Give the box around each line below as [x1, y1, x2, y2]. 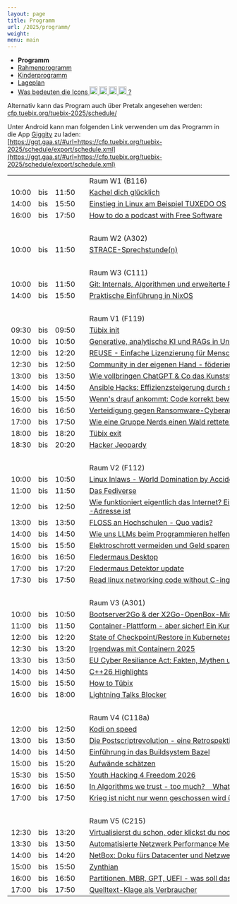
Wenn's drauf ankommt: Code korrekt [89, 394, 214, 404]
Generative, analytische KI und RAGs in [89, 337, 219, 347]
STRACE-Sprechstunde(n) [89, 245, 178, 255]
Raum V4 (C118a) [89, 713, 150, 722]
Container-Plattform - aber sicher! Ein [89, 621, 217, 631]
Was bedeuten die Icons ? [17, 88, 132, 96]
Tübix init [89, 326, 120, 335]
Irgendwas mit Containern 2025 [89, 644, 195, 654]
